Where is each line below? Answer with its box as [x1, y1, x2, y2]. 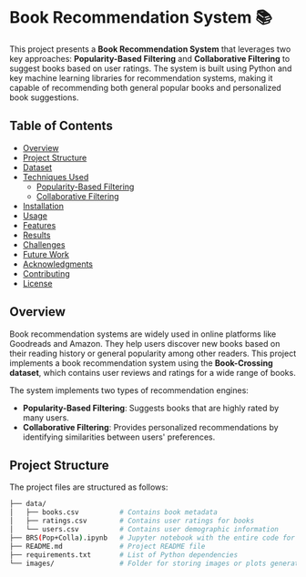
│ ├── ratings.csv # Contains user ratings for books [9, 516, 255, 526]
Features [22, 219, 56, 230]
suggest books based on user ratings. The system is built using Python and [9, 63, 292, 74]
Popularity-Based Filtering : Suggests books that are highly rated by [22, 402, 280, 413]
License [22, 278, 53, 288]
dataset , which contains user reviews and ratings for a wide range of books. [9, 367, 296, 378]
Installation [22, 200, 65, 211]
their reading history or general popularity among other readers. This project [9, 348, 297, 359]
